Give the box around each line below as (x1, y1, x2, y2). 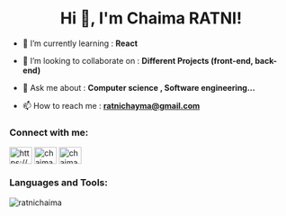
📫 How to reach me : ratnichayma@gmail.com (22, 100, 201, 111)
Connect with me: (9, 126, 89, 139)
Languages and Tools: (9, 176, 108, 189)
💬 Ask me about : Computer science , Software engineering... (22, 82, 255, 93)
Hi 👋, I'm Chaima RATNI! (59, 8, 243, 29)
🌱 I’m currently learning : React (22, 38, 138, 49)
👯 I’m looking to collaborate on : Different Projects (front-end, (22, 55, 254, 66)
